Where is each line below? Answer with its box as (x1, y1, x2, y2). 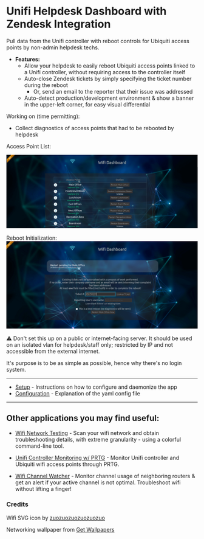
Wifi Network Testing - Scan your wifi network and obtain (15, 429, 160, 436)
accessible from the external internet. (6, 347, 100, 355)
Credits (6, 500, 29, 509)
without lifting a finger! (15, 485, 72, 492)
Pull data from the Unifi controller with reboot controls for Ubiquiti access (6, 37, 189, 44)
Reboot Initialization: (6, 234, 58, 242)
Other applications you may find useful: (6, 413, 160, 423)
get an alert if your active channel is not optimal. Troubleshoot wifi (15, 479, 181, 486)
